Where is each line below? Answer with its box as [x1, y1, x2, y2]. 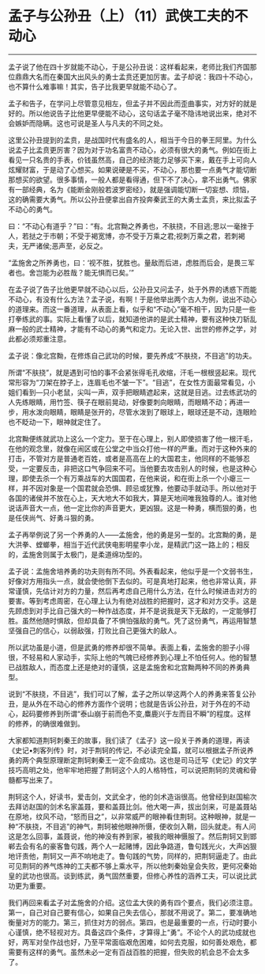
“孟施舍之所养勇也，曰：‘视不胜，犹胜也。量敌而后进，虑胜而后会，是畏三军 [8, 258, 255, 267]
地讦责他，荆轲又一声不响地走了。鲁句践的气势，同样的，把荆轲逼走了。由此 [8, 851, 257, 861]
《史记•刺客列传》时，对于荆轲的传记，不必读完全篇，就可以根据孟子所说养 [8, 745, 254, 755]
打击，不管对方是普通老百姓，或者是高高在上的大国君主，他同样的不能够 [8, 453, 243, 463]
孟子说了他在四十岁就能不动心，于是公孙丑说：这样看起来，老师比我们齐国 [8, 62, 250, 71]
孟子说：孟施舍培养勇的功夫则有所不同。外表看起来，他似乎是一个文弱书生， [8, 567, 257, 576]
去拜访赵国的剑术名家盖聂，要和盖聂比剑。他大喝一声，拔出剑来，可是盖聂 [8, 802, 250, 811]
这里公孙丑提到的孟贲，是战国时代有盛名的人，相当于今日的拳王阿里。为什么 [8, 135, 257, 145]
